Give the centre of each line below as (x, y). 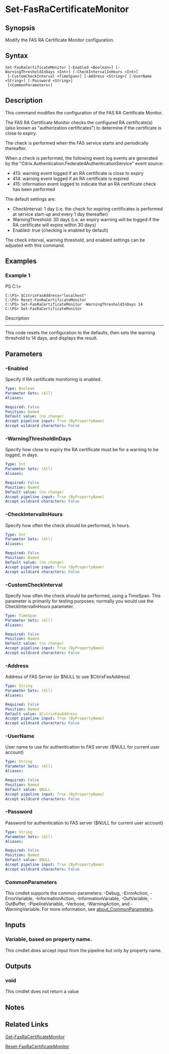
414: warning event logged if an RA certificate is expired (71, 178)
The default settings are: (31, 199)
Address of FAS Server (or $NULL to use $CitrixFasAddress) (68, 677)
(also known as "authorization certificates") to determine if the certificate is (83, 128)
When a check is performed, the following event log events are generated (81, 158)
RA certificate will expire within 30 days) (54, 225)
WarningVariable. (23, 909)
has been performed (34, 189)
